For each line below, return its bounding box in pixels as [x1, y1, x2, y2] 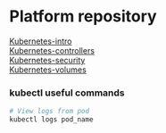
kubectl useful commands [9, 87, 125, 99]
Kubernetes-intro [9, 36, 72, 46]
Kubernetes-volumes [9, 64, 87, 75]
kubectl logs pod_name [9, 115, 94, 124]
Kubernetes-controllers [9, 45, 95, 55]
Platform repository [9, 6, 158, 27]
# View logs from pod [9, 107, 90, 116]
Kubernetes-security [9, 54, 86, 65]
